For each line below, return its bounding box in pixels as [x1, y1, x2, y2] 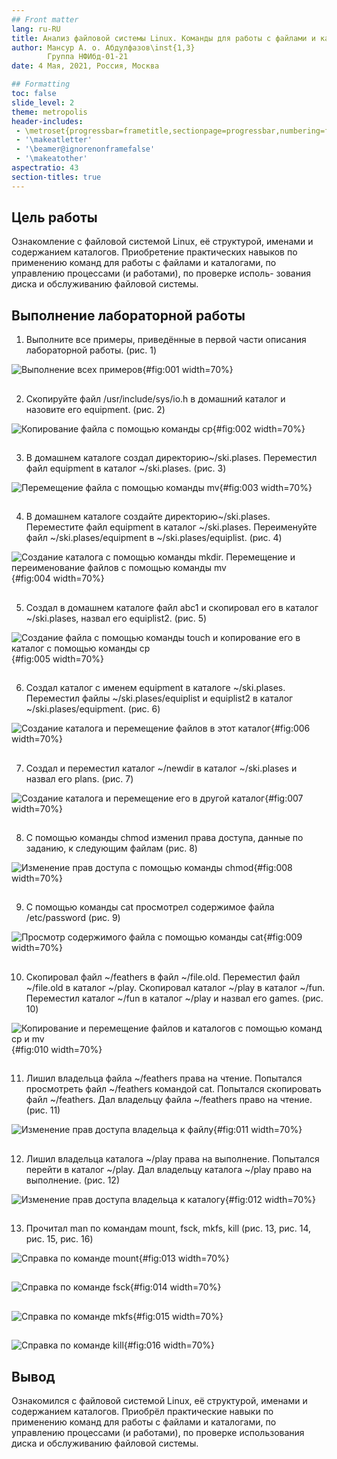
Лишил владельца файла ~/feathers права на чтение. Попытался [25, 1072, 303, 1085]
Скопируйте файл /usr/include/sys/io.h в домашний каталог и [25, 392, 286, 405]
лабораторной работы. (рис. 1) [25, 344, 158, 356]
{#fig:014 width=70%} [129, 1281, 222, 1293]
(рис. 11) [25, 1104, 61, 1116]
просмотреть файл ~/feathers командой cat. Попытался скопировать [25, 1083, 322, 1095]
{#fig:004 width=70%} [11, 572, 105, 585]
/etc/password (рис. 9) [25, 912, 121, 924]
